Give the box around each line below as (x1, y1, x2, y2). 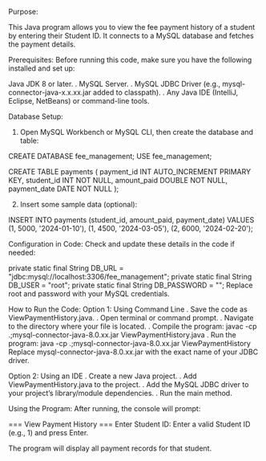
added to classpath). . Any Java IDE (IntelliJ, (93, 88, 239, 97)
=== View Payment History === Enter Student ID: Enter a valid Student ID (8, 419, 251, 429)
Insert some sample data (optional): (19, 200, 138, 209)
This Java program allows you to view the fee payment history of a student (8, 22, 256, 31)
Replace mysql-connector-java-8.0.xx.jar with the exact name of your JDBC (8, 347, 259, 357)
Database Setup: (8, 112, 64, 121)
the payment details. (8, 39, 76, 49)
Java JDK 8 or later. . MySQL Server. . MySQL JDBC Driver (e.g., (8, 80, 221, 88)
